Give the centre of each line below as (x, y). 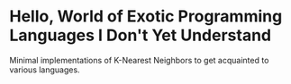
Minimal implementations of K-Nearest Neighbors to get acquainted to (139, 60)
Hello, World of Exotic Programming (146, 17)
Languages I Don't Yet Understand (141, 35)
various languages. (45, 70)
